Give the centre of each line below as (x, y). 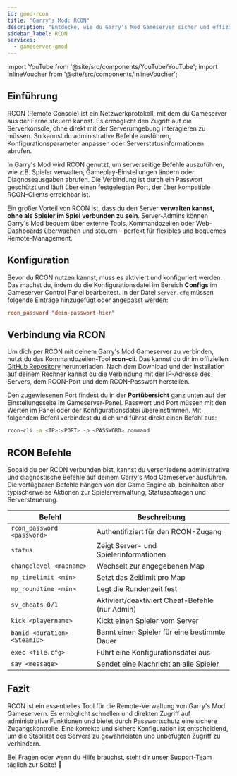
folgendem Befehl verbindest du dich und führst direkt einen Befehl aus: (112, 418)
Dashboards (25, 231)
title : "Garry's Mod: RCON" (49, 20)
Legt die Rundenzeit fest (137, 589)
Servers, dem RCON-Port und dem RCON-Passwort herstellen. (99, 382)
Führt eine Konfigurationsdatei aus (153, 652)
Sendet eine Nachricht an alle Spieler (158, 664)
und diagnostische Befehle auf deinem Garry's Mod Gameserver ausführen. (117, 477)
